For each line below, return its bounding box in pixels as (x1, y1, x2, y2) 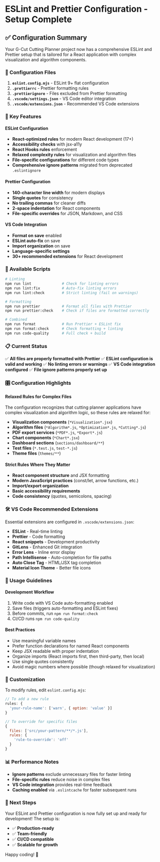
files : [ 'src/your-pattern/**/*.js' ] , (9, 728, 89, 733)
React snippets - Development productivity (12, 539, 100, 544)
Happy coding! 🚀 (5, 851, 39, 857)
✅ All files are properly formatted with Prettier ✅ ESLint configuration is (5, 356, 153, 362)
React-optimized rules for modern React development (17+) (12, 136, 134, 142)
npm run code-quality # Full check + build (5, 331, 106, 336)
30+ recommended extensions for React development (12, 253, 123, 259)
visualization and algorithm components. (5, 57, 87, 62)
